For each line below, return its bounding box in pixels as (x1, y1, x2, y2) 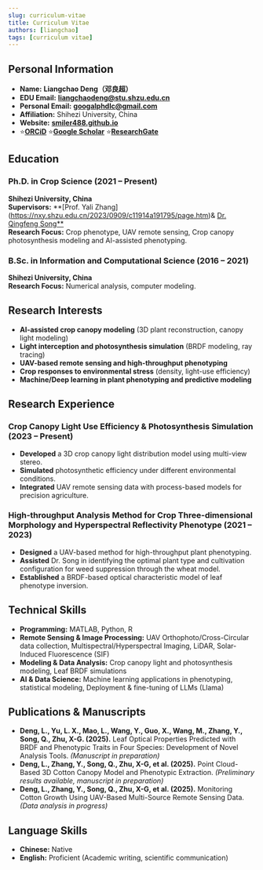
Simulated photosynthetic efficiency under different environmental (19, 465, 236, 475)
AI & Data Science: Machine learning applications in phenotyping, (19, 674, 233, 683)
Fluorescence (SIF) (48, 649, 110, 659)
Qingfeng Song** (8, 219, 64, 228)
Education (8, 152, 60, 166)
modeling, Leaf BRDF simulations (19, 666, 127, 675)
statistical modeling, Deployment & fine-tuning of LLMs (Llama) (19, 683, 225, 692)
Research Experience (8, 398, 115, 411)
